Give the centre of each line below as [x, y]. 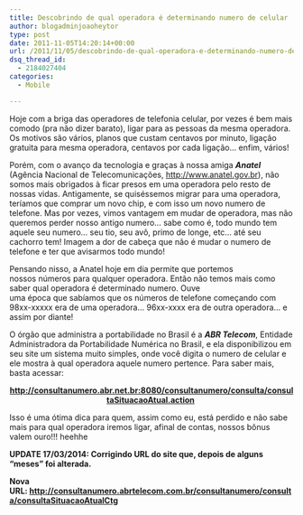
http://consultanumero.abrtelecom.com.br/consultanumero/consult [161, 491]
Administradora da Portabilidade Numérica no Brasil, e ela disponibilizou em [150, 343]
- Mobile [34, 85]
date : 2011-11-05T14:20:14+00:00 [72, 43]
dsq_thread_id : [38, 60]
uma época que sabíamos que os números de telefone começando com [143, 297]
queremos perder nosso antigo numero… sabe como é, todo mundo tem [143, 222]
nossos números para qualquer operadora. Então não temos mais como [142, 278]
